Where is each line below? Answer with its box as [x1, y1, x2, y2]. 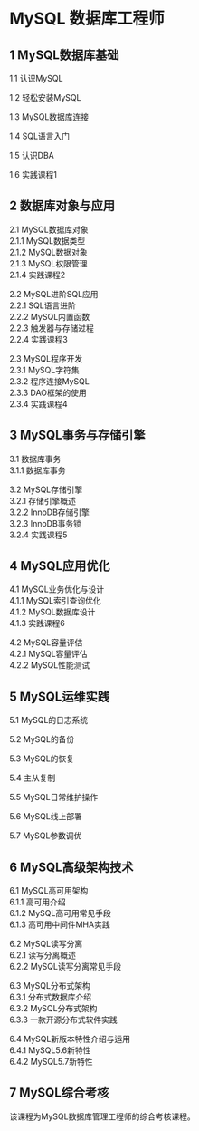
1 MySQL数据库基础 [9, 47, 119, 63]
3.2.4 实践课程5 [9, 529, 68, 540]
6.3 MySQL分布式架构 [9, 981, 90, 991]
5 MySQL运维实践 [9, 689, 110, 704]
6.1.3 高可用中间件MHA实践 [9, 919, 110, 930]
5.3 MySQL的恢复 [9, 753, 75, 764]
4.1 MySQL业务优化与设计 [9, 584, 105, 594]
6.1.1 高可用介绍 [9, 896, 66, 907]
